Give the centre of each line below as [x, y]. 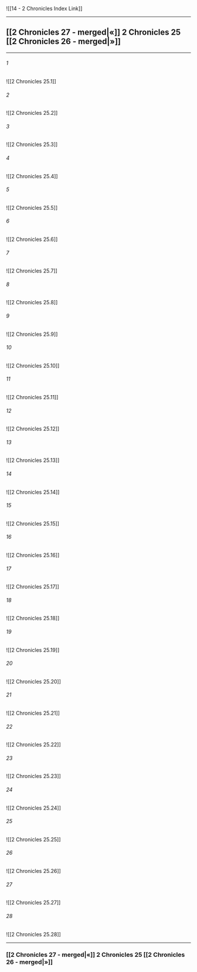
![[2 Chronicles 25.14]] [33, 492]
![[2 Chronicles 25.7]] [32, 271]
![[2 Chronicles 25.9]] [32, 334]
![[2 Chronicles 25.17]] [33, 587]
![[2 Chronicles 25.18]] [33, 618]
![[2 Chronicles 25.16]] [33, 555]
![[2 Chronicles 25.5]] [32, 208]
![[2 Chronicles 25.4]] [32, 176]
